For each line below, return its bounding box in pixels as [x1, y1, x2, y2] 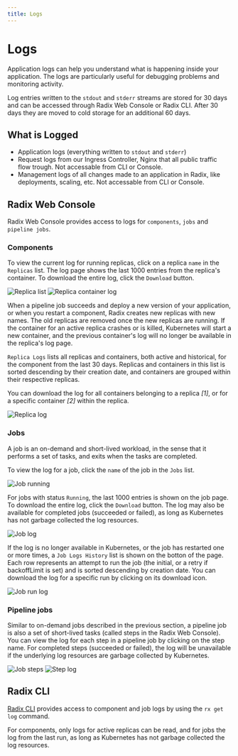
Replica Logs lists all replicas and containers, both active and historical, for [7, 353, 227, 361]
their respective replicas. [7, 376, 80, 384]
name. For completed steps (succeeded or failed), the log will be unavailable [7, 644, 232, 652]
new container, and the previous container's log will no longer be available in [7, 332, 232, 340]
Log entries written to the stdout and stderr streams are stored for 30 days [7, 93, 227, 102]
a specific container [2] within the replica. [7, 397, 129, 405]
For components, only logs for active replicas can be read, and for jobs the [7, 725, 226, 734]
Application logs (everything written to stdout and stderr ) [17, 148, 187, 156]
